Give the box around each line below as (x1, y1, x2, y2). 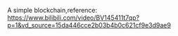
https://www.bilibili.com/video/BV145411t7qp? (7, 13, 139, 22)
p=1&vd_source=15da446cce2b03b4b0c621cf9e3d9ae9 (7, 21, 171, 29)
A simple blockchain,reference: (7, 6, 98, 14)
